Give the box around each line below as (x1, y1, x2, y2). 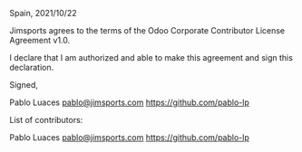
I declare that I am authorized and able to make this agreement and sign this (9, 52, 293, 62)
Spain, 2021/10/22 (9, 8, 77, 18)
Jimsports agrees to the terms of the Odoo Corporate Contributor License (9, 25, 286, 35)
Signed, (9, 80, 38, 90)
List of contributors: (9, 115, 83, 125)
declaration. (9, 62, 54, 72)
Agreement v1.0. (9, 35, 71, 45)
